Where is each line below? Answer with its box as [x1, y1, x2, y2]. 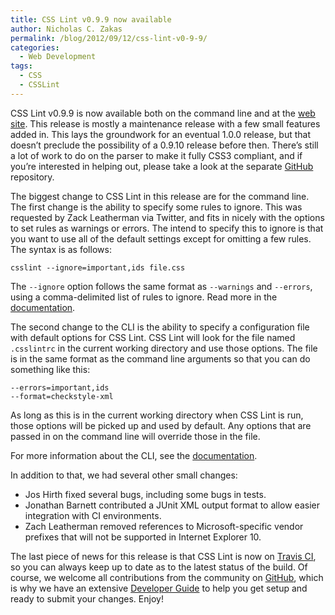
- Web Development [19, 52, 97, 62]
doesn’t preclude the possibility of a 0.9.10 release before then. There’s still [10, 139, 319, 151]
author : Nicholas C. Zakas [10, 24, 123, 34]
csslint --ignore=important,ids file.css [10, 262, 186, 273]
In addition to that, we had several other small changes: [10, 469, 238, 481]
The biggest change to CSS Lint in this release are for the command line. [10, 190, 310, 202]
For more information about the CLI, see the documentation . [10, 449, 258, 461]
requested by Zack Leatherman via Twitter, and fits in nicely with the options [10, 211, 325, 223]
